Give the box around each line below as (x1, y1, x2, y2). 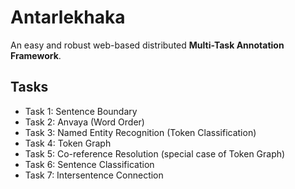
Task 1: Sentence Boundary (24, 105, 138, 117)
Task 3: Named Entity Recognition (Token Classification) (24, 126, 257, 138)
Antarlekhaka (10, 6, 126, 29)
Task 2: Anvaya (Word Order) (24, 116, 145, 128)
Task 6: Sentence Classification (24, 158, 155, 170)
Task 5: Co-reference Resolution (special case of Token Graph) (24, 147, 286, 160)
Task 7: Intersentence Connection (24, 169, 164, 181)
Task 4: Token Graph (24, 137, 112, 149)
